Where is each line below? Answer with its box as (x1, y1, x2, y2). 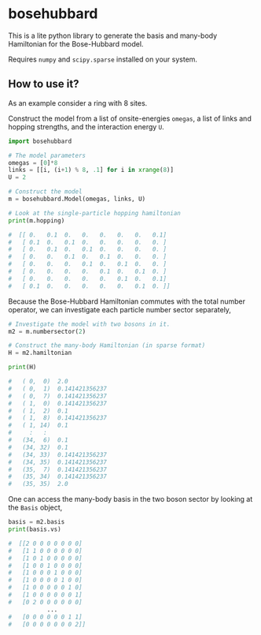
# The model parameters (8, 151, 86, 159)
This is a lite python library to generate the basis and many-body (8, 31, 218, 40)
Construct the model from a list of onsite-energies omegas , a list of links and (8, 114, 252, 123)
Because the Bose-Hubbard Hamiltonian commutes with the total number (8, 297, 246, 306)
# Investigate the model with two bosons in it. (8, 320, 171, 328)
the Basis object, (8, 502, 63, 513)
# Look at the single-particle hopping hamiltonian (8, 209, 181, 217)
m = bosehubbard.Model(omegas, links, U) (8, 195, 146, 203)
